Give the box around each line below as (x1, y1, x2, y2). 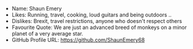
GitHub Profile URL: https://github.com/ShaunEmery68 (11, 37, 145, 43)
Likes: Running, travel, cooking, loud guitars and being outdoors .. (11, 11, 172, 18)
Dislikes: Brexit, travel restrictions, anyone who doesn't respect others (11, 18, 182, 24)
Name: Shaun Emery (11, 5, 62, 12)
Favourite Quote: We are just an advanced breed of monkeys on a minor (11, 24, 187, 31)
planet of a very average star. (11, 30, 84, 37)
